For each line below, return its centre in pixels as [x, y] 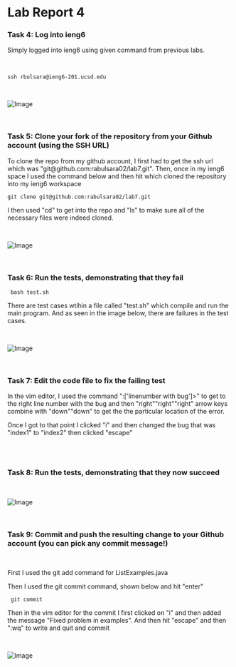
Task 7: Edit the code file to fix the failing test [86, 381]
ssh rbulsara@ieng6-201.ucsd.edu [57, 77]
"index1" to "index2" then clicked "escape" [70, 433]
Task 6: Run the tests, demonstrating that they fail [95, 278]
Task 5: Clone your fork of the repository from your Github [110, 136]
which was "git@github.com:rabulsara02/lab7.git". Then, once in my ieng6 [116, 168]
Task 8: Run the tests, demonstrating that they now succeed [114, 473]
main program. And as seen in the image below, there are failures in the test [118, 313]
